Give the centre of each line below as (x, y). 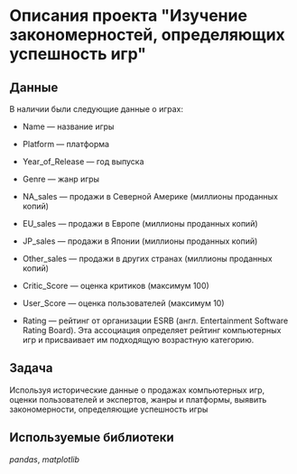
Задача (31, 368)
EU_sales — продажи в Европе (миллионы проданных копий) (140, 223)
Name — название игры (68, 126)
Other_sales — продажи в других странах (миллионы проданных (147, 259)
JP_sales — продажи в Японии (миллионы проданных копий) (140, 241)
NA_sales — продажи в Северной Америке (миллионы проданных (150, 196)
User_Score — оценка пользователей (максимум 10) (123, 303)
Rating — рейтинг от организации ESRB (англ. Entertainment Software (155, 321)
